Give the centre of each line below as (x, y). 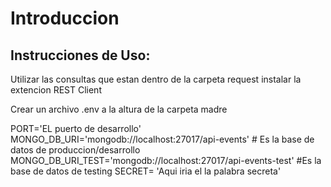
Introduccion (65, 18)
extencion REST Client (56, 90)
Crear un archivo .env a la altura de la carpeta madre (119, 109)
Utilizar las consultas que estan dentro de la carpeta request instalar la (156, 79)
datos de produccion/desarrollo (75, 150)
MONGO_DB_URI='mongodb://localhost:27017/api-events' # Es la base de (162, 139)
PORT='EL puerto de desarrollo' (76, 128)
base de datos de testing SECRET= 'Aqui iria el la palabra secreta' (146, 171)
